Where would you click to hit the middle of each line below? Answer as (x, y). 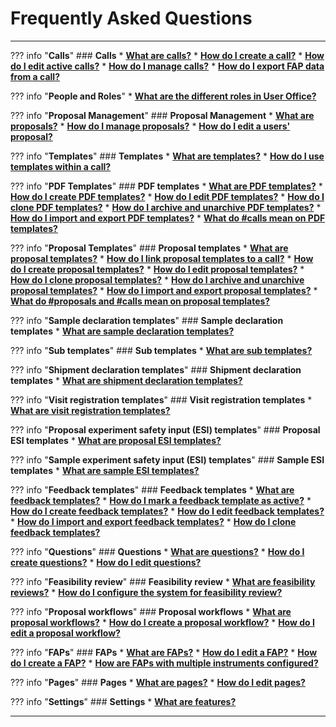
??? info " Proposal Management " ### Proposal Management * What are (162, 115)
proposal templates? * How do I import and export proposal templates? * (164, 290)
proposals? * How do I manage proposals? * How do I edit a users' (150, 126)
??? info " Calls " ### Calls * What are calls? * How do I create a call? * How (167, 55)
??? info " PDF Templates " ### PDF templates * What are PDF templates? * (166, 186)
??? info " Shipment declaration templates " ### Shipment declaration (156, 369)
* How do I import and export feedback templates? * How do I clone (153, 521)
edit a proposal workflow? (65, 633)
